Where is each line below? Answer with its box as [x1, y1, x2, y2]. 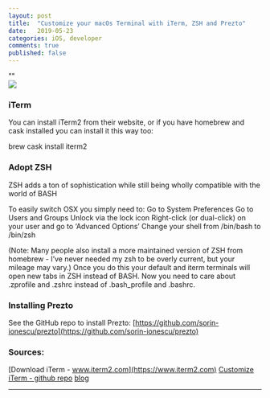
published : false [8, 49, 67, 57]
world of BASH [8, 188, 58, 198]
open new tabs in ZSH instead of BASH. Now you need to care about [8, 271, 235, 281]
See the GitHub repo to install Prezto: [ [8, 318, 136, 327]
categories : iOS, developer [8, 34, 103, 43]
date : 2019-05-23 [8, 27, 74, 35]
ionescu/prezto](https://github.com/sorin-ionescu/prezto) [8, 326, 199, 336]
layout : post [8, 11, 52, 20]
